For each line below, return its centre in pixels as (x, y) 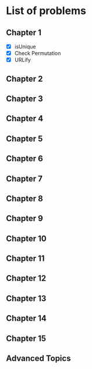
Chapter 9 (25, 219)
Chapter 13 (26, 298)
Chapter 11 (25, 259)
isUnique (25, 46)
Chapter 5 (24, 138)
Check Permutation (38, 53)
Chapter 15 (26, 338)
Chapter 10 (26, 238)
